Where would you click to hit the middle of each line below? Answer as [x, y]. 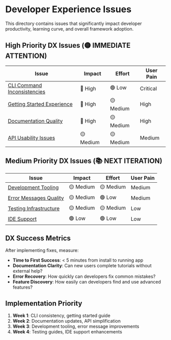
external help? [27, 271]
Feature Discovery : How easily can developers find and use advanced [87, 282]
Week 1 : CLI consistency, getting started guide [61, 316]
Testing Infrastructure [34, 209]
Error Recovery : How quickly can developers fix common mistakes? [84, 276]
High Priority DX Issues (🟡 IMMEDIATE [68, 46]
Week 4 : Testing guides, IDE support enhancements [67, 332]
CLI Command [25, 85]
